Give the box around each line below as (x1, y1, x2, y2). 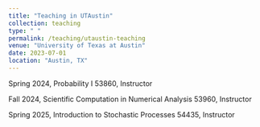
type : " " (8, 27, 42, 35)
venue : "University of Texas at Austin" (8, 42, 147, 50)
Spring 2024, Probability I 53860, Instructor (8, 78, 153, 88)
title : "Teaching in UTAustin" (8, 11, 113, 20)
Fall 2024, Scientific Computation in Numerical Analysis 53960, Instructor (8, 94, 252, 104)
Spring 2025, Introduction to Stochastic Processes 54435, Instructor (8, 109, 235, 119)
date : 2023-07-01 (8, 49, 67, 57)
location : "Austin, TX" (8, 57, 89, 65)
